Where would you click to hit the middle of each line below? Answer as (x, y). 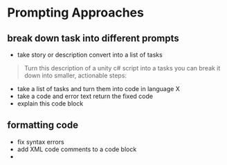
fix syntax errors (40, 142)
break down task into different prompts (93, 38)
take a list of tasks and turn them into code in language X (98, 89)
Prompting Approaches (75, 13)
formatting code (43, 125)
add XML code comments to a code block (77, 149)
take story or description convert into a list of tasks (90, 55)
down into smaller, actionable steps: (75, 75)
